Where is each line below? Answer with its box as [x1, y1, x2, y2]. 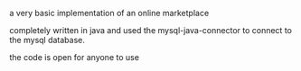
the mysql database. [9, 35, 86, 45]
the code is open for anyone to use [9, 52, 140, 62]
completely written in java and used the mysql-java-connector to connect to [9, 25, 292, 35]
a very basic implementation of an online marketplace [9, 8, 210, 18]
